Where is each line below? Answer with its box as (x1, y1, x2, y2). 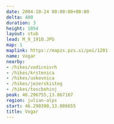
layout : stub (6, 31, 39, 37)
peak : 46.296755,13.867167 (6, 92, 73, 98)
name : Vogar (6, 53, 36, 59)
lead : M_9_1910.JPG (6, 36, 55, 42)
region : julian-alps (6, 97, 58, 103)
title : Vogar (6, 108, 39, 114)
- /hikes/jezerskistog (6, 81, 63, 87)
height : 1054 (6, 25, 39, 32)
